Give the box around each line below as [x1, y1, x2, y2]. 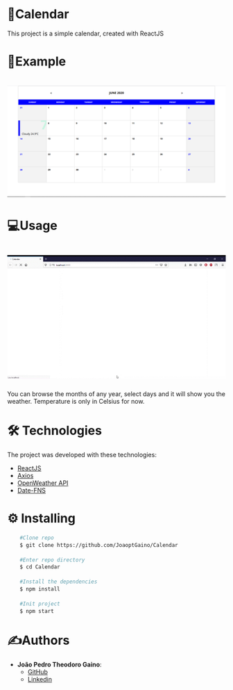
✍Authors [7, 632, 70, 648]
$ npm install [19, 586, 60, 593]
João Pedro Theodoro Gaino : [17, 660, 102, 668]
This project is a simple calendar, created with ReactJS [7, 29, 164, 38]
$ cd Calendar [19, 564, 60, 570]
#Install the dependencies [19, 578, 98, 586]
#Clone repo [19, 534, 54, 541]
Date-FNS [17, 486, 46, 494]
